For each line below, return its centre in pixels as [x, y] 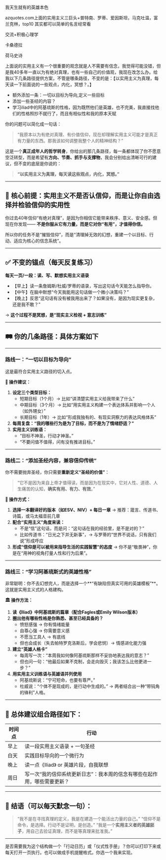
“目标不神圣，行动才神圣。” [46, 435]
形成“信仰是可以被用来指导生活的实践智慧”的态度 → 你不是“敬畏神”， [83, 547]
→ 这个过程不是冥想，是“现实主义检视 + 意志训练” [56, 315]
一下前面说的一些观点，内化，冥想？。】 [54, 85]
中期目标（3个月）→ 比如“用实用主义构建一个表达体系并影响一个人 [87, 405]
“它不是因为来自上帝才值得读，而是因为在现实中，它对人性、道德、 [85, 483]
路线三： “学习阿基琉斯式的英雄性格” [48, 571]
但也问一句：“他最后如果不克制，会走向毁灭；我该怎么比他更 [81, 662]
